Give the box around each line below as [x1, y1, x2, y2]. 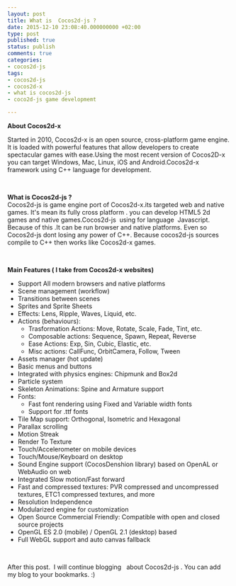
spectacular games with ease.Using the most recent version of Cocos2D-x [7, 150, 225, 159]
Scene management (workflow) [17, 287, 110, 295]
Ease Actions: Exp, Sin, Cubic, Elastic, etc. [28, 339, 152, 348]
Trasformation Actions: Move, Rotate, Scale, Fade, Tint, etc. [28, 325, 203, 333]
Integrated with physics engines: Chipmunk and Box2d [17, 370, 178, 378]
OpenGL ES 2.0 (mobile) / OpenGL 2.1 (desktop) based [17, 528, 177, 536]
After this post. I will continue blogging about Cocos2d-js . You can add [7, 563, 221, 571]
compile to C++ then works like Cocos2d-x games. [7, 238, 156, 247]
